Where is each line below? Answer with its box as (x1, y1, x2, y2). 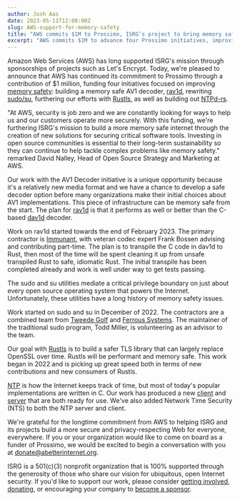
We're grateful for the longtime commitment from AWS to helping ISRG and (7, 418, 228, 426)
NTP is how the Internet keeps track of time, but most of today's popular (7, 381, 221, 390)
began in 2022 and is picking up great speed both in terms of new (7, 360, 202, 369)
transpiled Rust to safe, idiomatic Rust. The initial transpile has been (7, 258, 207, 266)
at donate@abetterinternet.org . (7, 448, 99, 457)
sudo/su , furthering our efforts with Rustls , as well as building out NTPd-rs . (7, 94, 229, 104)
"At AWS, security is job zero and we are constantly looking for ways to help (7, 109, 231, 117)
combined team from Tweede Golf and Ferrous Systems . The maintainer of (7, 316, 228, 324)
